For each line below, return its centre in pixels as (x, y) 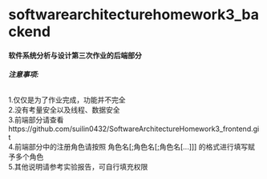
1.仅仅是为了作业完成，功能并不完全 (67, 100)
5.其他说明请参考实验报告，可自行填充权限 (78, 167)
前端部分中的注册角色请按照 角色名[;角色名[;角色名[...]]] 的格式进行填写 (131, 147)
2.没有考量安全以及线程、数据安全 (64, 110)
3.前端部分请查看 (36, 120)
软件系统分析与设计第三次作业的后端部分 (75, 55)
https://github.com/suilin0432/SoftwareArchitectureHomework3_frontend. (131, 129)
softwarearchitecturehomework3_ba (133, 15)
